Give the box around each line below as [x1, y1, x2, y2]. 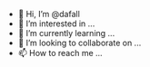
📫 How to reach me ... [17, 48, 103, 58]
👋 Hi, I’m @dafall [17, 9, 80, 19]
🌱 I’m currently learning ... [17, 28, 115, 38]
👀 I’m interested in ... [17, 18, 95, 29]
